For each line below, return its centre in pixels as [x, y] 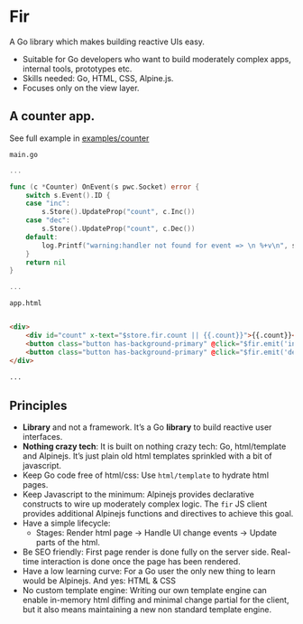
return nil [46, 262]
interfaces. [42, 437]
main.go [24, 154]
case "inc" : [48, 204]
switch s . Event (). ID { [68, 195]
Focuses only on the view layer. [81, 88]
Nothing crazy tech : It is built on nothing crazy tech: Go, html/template [154, 447]
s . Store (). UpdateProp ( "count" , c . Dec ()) [119, 228]
